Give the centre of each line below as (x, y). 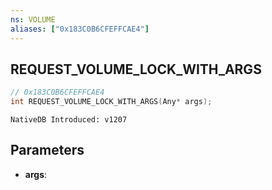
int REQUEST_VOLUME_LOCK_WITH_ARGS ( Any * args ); (111, 102)
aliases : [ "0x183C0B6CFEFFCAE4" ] (80, 29)
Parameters (47, 150)
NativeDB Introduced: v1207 (69, 120)
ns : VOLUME (33, 19)
